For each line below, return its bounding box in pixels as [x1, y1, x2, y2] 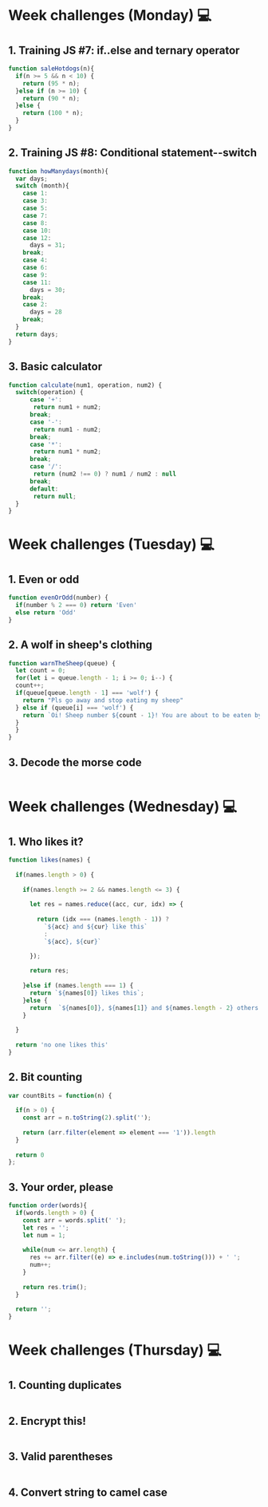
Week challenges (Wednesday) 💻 [8, 798, 238, 816]
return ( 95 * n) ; [22, 79, 81, 88]
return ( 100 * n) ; [22, 109, 84, 117]
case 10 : [22, 227, 52, 235]
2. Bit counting [8, 1071, 82, 1084]
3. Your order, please [8, 1180, 114, 1193]
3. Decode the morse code [8, 755, 142, 769]
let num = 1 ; [22, 1231, 66, 1239]
